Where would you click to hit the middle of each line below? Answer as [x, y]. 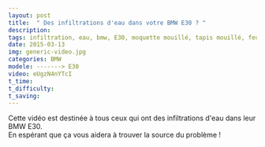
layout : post [30, 15]
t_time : [21, 81]
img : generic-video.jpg [47, 52]
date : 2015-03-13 [37, 45]
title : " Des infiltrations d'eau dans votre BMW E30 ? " [107, 23]
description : [30, 30]
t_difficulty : [32, 88]
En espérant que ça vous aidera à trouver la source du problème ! [115, 135]
